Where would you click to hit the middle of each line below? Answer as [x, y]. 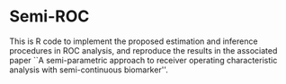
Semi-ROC [49, 17]
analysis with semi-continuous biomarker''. [89, 70]
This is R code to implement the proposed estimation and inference [134, 41]
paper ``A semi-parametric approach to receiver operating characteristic [143, 60]
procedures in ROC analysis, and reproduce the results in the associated [143, 50]
